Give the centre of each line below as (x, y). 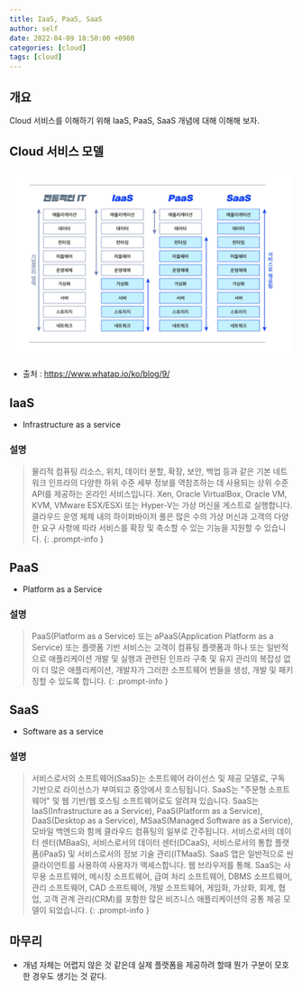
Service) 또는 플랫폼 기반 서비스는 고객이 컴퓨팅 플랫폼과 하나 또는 (148, 647)
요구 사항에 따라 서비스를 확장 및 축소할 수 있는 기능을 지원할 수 (151, 527)
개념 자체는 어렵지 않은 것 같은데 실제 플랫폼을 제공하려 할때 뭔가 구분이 (147, 965)
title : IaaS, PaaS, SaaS (56, 19)
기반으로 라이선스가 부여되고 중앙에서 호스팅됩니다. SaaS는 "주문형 (149, 789)
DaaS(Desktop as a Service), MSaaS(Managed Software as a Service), (162, 820)
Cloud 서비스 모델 (56, 152)
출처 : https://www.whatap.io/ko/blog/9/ (96, 374)
